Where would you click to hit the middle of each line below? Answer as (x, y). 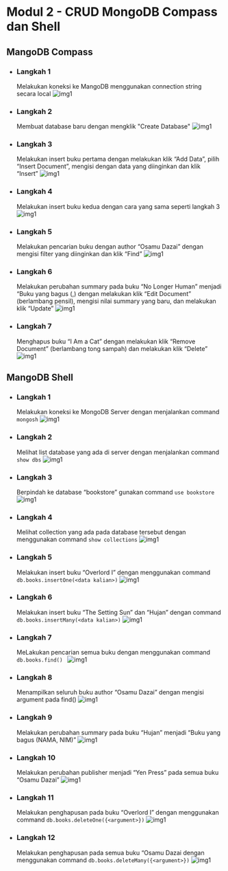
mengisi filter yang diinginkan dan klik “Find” (79, 254)
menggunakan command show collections (77, 539)
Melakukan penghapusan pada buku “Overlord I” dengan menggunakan (118, 813)
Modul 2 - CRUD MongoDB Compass (112, 12)
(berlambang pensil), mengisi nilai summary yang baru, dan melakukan (116, 301)
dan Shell (34, 26)
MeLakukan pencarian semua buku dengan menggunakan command (113, 653)
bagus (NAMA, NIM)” (46, 740)
